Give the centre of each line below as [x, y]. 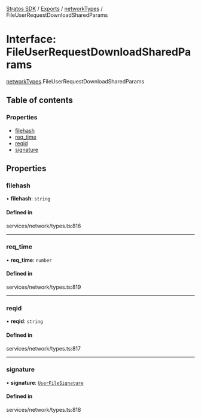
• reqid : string [25, 321]
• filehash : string [28, 199]
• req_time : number [29, 260]
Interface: [31, 39]
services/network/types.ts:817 [43, 348]
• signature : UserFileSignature [45, 382]
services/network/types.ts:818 [44, 410]
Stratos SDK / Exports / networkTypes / [54, 9]
